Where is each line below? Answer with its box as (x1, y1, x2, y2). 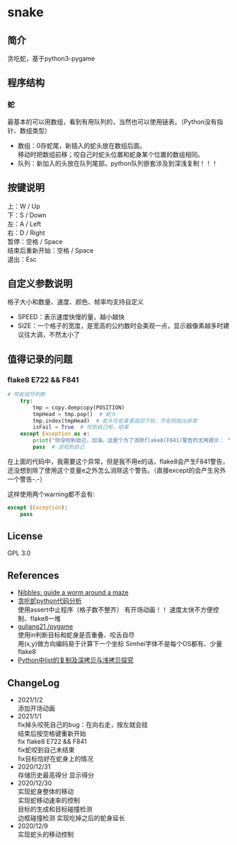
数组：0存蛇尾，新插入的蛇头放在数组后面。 (17, 141, 146, 149)
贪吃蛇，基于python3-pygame (7, 54, 96, 62)
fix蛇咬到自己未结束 (17, 746, 76, 754)
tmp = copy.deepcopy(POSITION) (33, 404, 125, 411)
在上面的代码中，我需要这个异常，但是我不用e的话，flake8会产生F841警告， (7, 457, 229, 466)
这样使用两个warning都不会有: (7, 490, 96, 498)
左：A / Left (7, 219, 41, 228)
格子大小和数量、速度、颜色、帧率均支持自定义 (7, 298, 144, 306)
